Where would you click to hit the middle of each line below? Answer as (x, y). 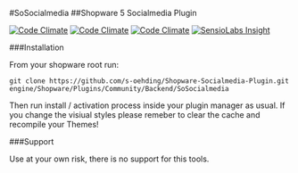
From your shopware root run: (64, 65)
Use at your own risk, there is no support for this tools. (109, 159)
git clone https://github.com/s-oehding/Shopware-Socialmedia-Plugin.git (149, 81)
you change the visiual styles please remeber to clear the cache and (135, 115)
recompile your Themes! (54, 124)
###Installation (37, 47)
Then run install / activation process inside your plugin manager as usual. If (147, 105)
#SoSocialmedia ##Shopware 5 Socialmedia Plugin (103, 13)
